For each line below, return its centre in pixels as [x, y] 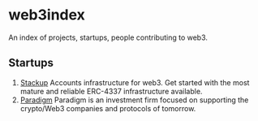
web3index [47, 15]
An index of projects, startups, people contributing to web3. [108, 37]
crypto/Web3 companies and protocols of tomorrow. [108, 108]
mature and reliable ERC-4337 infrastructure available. [111, 91]
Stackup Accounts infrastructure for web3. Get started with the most [135, 82]
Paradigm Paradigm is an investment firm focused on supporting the [134, 100]
